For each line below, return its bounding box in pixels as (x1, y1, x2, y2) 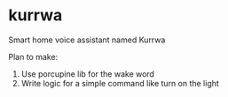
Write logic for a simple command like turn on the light (20, 78, 219, 88)
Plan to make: (8, 51, 59, 62)
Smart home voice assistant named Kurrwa (8, 34, 166, 45)
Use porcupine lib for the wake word (20, 68, 154, 79)
